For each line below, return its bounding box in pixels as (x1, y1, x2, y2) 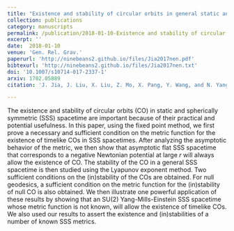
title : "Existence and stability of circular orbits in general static (7, 10, 219, 17)
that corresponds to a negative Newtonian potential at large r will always (7, 151, 214, 159)
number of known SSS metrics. (7, 217, 97, 226)
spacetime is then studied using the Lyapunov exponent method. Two (7, 166, 207, 174)
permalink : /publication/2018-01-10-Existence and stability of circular (7, 29, 226, 37)
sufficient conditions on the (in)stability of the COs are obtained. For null (7, 173, 214, 182)
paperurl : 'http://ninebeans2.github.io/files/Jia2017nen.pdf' (7, 56, 195, 63)
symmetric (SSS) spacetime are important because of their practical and (7, 114, 215, 122)
